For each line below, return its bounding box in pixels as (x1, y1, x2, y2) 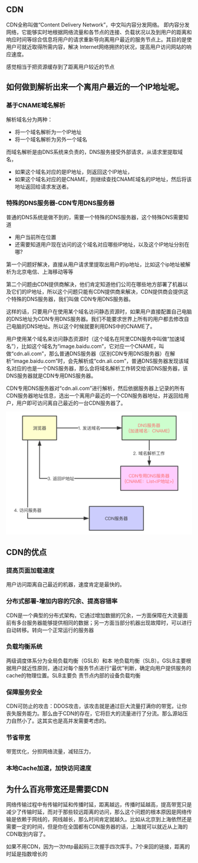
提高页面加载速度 (6, 566, 55, 575)
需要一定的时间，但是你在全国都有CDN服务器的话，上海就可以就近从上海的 (6, 823, 188, 831)
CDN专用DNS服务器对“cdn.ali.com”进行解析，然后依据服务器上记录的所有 (6, 385, 185, 392)
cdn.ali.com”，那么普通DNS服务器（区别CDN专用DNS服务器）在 (14, 350, 170, 357)
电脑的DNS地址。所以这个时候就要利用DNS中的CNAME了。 (11, 323, 156, 330)
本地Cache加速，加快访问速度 (6, 764, 92, 772)
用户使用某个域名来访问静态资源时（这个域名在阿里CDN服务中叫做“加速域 (6, 335, 186, 342)
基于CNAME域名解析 (6, 101, 66, 110)
